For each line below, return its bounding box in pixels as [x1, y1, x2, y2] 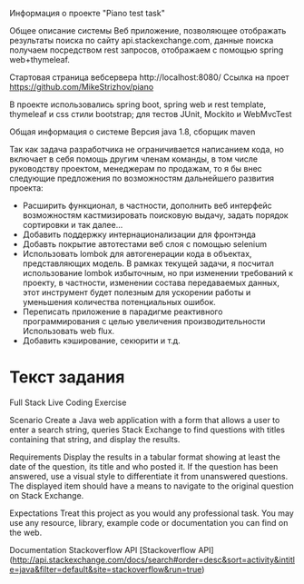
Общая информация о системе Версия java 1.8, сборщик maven [9, 126, 256, 137]
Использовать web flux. [22, 326, 115, 336]
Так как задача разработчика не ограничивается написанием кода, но [9, 144, 284, 154]
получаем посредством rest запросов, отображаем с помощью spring [9, 45, 284, 55]
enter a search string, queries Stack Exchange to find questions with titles [9, 424, 286, 435]
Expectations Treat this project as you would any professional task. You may [9, 508, 295, 519]
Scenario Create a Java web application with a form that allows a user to [9, 414, 280, 425]
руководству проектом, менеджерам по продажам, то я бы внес [9, 163, 263, 173]
